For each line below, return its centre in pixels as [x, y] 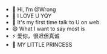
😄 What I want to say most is [48, 29]
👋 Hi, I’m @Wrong [34, 9]
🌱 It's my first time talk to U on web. [57, 22]
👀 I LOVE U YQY [32, 16]
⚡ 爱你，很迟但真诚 [36, 36]
